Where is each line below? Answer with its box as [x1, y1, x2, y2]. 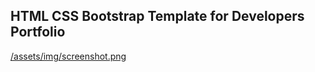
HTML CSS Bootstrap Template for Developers [10, 8, 305, 25]
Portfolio [10, 24, 66, 41]
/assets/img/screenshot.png [10, 50, 127, 62]
